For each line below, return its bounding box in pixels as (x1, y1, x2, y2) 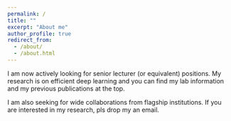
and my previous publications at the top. (7, 84, 126, 93)
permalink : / (7, 10, 46, 18)
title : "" (7, 17, 37, 24)
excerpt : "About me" (7, 23, 69, 30)
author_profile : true (7, 30, 72, 38)
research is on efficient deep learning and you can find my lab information (7, 76, 225, 85)
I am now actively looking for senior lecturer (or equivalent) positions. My (7, 69, 222, 78)
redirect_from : (7, 37, 53, 44)
